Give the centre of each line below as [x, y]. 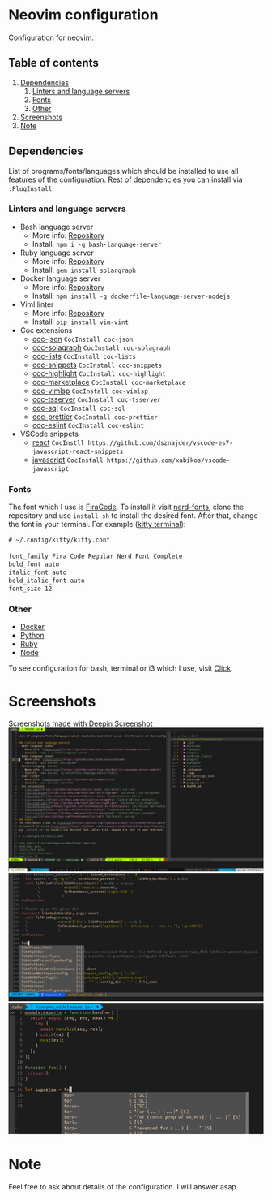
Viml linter [37, 304]
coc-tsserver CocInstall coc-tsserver [96, 399]
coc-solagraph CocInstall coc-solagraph [101, 347]
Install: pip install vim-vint [81, 322]
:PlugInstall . [31, 188]
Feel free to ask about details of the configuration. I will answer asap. [123, 1187]
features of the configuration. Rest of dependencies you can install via [125, 179]
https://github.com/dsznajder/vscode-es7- [160, 443]
